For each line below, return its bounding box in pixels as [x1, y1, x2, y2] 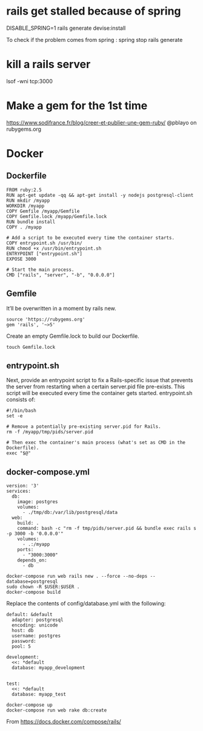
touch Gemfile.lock [6, 344, 56, 350]
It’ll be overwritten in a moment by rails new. [6, 304, 116, 312]
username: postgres [12, 633, 61, 639]
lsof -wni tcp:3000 [6, 77, 53, 84]
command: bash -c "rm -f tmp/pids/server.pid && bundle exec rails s [17, 526, 197, 532]
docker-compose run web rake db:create [6, 707, 107, 713]
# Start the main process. [6, 266, 75, 273]
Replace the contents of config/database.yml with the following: [6, 600, 166, 607]
